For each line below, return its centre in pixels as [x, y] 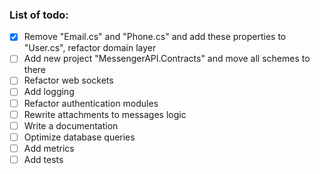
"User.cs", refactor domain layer [90, 48]
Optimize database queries [79, 137]
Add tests [43, 159]
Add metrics [49, 148]
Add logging [49, 92]
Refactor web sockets [68, 80]
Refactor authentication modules [91, 103]
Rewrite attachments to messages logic [105, 114]
